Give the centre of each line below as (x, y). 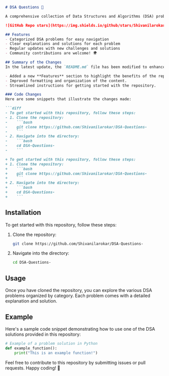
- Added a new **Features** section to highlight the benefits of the (81, 76)
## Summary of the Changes (33, 62)
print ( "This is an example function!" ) (56, 353)
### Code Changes (23, 95)
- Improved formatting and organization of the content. (66, 81)
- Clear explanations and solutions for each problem (63, 44)
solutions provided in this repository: (43, 334)
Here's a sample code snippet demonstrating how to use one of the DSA (80, 329)
